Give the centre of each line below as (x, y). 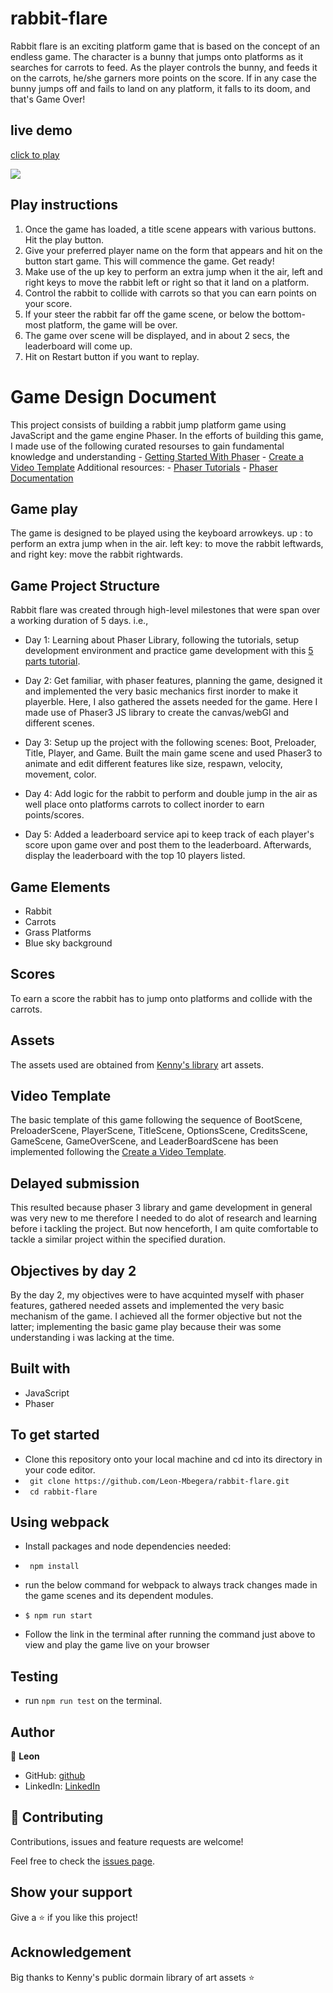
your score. (48, 303)
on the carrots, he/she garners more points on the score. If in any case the (163, 78)
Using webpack (60, 1522)
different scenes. (59, 723)
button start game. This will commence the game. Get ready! (149, 261)
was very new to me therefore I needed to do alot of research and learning (164, 1218)
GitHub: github (55, 1776)
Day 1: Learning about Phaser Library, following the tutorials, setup (162, 640)
